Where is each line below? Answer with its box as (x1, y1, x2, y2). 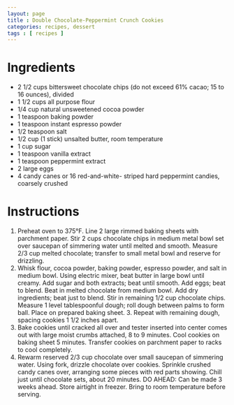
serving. (17, 390, 41, 399)
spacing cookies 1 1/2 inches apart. (17, 316, 119, 325)
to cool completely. (17, 346, 73, 354)
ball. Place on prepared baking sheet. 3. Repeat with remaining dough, (17, 309, 220, 317)
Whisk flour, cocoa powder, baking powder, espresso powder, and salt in (17, 264, 227, 272)
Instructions (7, 204, 80, 220)
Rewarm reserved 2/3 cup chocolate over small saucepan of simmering (17, 353, 224, 362)
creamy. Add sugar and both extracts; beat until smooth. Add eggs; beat (17, 279, 226, 287)
